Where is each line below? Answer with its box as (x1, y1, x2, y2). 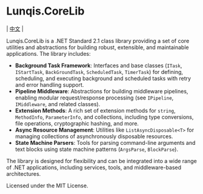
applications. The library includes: (6, 50, 91, 57)
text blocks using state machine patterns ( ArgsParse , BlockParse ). (15, 145, 179, 153)
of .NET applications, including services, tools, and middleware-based (6, 164, 182, 171)
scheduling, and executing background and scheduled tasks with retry (15, 75, 191, 82)
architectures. (6, 170, 41, 177)
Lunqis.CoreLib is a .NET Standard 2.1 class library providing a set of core (6, 37, 190, 44)
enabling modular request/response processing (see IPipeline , (15, 94, 174, 101)
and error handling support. (15, 81, 84, 89)
